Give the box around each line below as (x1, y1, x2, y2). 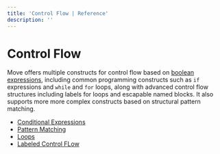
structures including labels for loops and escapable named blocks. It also (7, 90, 214, 99)
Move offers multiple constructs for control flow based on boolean (7, 68, 195, 77)
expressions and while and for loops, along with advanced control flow (7, 83, 209, 91)
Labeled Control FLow (16, 140, 80, 148)
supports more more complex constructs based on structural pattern (7, 97, 201, 106)
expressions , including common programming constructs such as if (7, 76, 200, 84)
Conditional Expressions (16, 118, 86, 127)
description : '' (7, 16, 53, 23)
